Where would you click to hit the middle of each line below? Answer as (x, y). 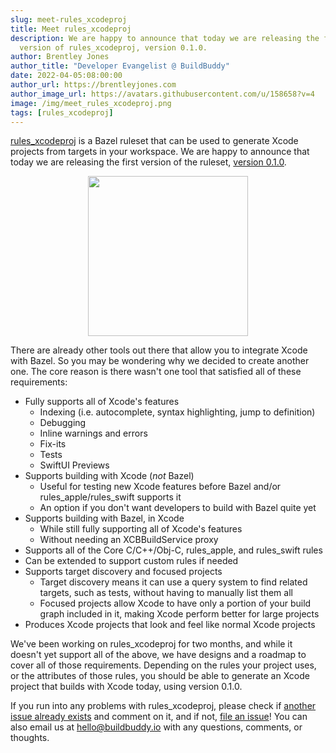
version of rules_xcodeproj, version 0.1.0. (113, 47)
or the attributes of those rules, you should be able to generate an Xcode (160, 676)
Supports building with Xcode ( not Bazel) (109, 476)
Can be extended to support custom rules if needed (131, 561)
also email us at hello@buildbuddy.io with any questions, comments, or (156, 727)
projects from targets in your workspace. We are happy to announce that (160, 152)
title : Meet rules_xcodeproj (71, 29)
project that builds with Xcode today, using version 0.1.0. (126, 687)
